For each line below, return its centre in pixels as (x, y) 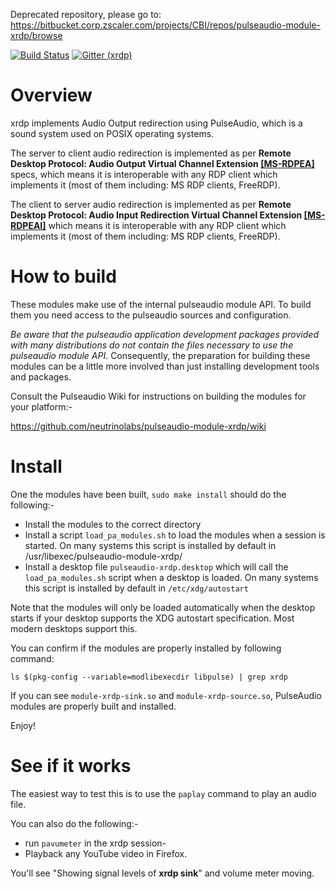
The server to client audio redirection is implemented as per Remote (151, 153)
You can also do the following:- (74, 823)
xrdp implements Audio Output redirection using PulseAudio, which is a (156, 123)
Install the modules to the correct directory (113, 524)
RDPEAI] (28, 225)
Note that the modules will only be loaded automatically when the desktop (163, 607)
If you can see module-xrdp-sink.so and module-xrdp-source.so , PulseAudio (166, 695)
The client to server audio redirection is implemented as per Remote (151, 204)
